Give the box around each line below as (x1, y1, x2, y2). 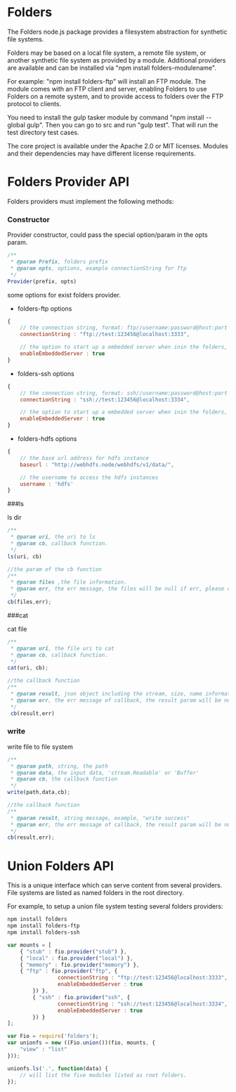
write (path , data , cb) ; (7, 789, 71, 796)
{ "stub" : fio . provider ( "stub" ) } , (20, 948, 128, 955)
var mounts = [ (7, 942, 52, 949)
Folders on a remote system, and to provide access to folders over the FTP (7, 92, 223, 101)
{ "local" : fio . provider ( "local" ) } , (20, 954, 133, 962)
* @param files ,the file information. (10, 579, 128, 586)
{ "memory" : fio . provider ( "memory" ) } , (20, 961, 140, 968)
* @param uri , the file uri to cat (10, 645, 114, 652)
